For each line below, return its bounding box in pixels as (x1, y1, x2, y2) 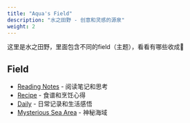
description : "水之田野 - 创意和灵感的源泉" (7, 17, 125, 23)
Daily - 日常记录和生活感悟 (17, 100, 93, 108)
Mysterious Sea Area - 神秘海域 (17, 108, 108, 117)
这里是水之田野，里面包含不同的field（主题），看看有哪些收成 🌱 (7, 43, 184, 51)
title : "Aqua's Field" (7, 10, 73, 17)
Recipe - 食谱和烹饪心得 (17, 91, 86, 100)
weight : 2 (7, 23, 36, 30)
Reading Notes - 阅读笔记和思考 (17, 82, 108, 91)
